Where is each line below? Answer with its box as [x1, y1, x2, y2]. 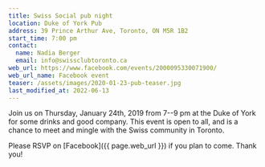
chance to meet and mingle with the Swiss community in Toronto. [8, 125, 225, 135]
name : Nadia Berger [15, 49, 81, 57]
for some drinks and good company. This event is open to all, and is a [8, 117, 238, 127]
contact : [8, 42, 38, 50]
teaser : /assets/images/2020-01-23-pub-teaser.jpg [8, 79, 181, 87]
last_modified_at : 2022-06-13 [8, 86, 110, 95]
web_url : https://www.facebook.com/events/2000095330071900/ [8, 64, 218, 72]
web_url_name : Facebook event [8, 71, 110, 79]
